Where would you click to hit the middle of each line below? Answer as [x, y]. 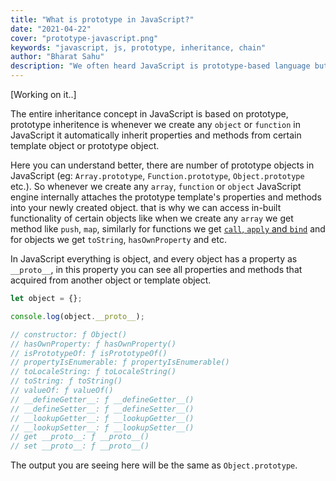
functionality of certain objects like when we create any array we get [152, 218]
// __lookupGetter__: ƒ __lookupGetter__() [102, 418]
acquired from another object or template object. [111, 280]
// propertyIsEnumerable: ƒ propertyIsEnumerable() [120, 362]
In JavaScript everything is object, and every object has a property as [154, 259]
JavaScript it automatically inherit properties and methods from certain [156, 135]
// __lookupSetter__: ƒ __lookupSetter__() [102, 427]
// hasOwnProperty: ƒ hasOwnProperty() [93, 344]
